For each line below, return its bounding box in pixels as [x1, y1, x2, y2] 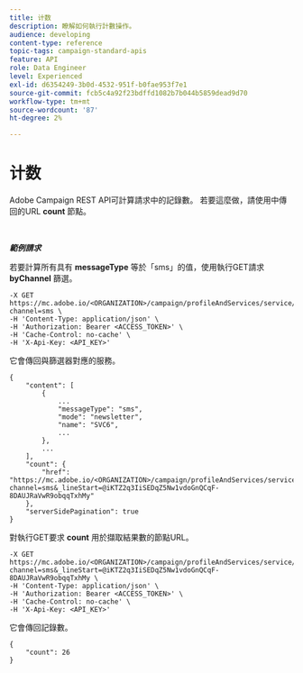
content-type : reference [9, 38, 103, 48]
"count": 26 [25, 648, 70, 658]
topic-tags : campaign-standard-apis [9, 47, 147, 56]
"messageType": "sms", [57, 405, 143, 414]
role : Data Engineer [9, 64, 87, 73]
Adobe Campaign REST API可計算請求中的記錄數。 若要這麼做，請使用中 [9, 195, 280, 205]
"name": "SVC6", [57, 421, 119, 430]
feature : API [9, 55, 59, 64]
